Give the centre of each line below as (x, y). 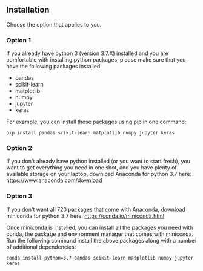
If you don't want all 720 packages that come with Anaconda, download (96, 209)
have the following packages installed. (54, 67)
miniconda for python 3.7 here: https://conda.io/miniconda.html (85, 216)
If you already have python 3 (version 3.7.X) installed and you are (87, 53)
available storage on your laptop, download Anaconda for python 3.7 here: (99, 174)
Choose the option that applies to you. (54, 24)
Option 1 (19, 40)
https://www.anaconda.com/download (54, 180)
